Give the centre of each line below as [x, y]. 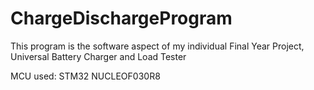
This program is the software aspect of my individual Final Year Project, [157, 46]
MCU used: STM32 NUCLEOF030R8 [85, 76]
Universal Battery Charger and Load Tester [98, 56]
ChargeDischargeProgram [121, 18]
